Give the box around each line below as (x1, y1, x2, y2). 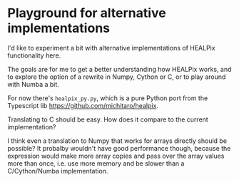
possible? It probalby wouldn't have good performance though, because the (7, 144, 231, 152)
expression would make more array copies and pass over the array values (7, 151, 225, 160)
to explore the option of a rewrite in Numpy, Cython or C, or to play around (7, 73, 226, 81)
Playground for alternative (7, 5, 166, 21)
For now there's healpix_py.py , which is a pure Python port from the (7, 94, 208, 102)
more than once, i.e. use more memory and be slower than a (7, 159, 185, 168)
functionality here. (7, 51, 61, 60)
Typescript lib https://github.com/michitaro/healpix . (7, 101, 159, 109)
